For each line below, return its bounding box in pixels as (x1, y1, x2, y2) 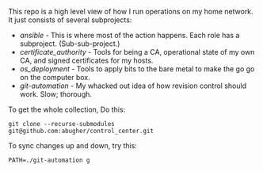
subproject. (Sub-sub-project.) (19, 39, 120, 48)
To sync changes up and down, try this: (8, 141, 137, 150)
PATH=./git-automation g (8, 156, 90, 164)
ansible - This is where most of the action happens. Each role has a (19, 31, 240, 40)
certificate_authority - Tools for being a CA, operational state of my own (19, 48, 255, 56)
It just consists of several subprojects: (8, 15, 132, 25)
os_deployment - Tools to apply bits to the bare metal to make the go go (19, 64, 255, 74)
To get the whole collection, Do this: (8, 105, 126, 114)
